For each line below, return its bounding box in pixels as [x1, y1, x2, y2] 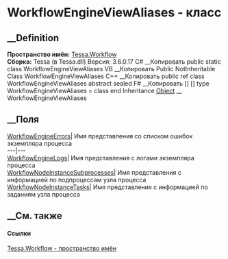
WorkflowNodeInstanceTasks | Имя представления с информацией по [7, 183, 209, 191]
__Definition [7, 32, 60, 44]
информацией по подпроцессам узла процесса [7, 175, 147, 184]
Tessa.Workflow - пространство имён [7, 245, 117, 253]
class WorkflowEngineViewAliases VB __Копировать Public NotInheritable [7, 65, 216, 73]
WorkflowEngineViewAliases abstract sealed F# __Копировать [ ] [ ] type [7, 79, 210, 87]
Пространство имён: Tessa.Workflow [7, 50, 117, 58]
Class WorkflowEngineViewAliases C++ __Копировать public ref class [7, 72, 205, 80]
